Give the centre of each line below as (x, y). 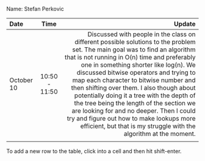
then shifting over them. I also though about (133, 88)
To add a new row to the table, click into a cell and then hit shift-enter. (94, 151)
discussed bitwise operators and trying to (136, 73)
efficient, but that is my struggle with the (138, 126)
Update (185, 24)
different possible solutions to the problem (135, 42)
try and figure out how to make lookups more (131, 118)
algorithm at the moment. (160, 134)
